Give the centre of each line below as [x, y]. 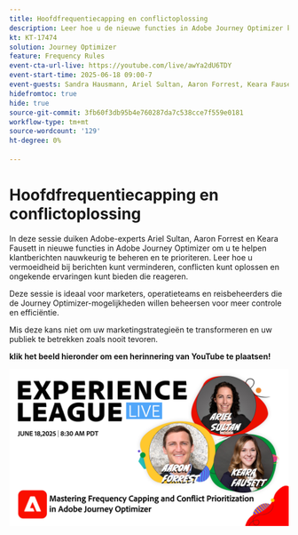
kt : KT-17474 [33, 37]
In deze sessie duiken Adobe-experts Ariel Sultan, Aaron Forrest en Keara [144, 238]
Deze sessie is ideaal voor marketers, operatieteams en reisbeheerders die [146, 293]
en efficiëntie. [34, 312]
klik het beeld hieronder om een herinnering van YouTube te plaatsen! [140, 356]
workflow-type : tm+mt [49, 122]
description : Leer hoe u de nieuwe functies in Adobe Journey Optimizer [146, 28]
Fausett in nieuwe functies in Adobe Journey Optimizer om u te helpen [138, 248]
